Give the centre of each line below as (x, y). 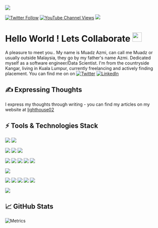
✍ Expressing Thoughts (44, 90)
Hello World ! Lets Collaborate (68, 39)
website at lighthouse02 (30, 109)
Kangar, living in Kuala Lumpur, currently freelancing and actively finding (79, 68)
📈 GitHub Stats (29, 206)
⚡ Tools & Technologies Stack (52, 126)
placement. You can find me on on (40, 74)
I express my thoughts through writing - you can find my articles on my (78, 104)
